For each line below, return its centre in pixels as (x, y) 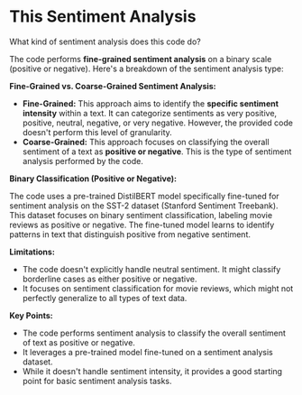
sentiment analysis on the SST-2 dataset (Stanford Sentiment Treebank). (144, 206)
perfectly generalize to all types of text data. (105, 298)
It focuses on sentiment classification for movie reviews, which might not (158, 288)
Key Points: (31, 315)
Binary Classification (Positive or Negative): (93, 179)
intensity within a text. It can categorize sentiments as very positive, (150, 113)
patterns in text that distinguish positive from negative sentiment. (130, 234)
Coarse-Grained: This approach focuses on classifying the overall (146, 142)
